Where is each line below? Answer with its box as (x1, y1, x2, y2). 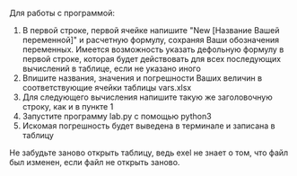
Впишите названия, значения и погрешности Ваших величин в (22, 73, 263, 84)
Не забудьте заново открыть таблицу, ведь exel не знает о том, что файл (9, 147, 289, 158)
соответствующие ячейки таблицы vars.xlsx (22, 83, 192, 92)
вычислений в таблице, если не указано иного (22, 63, 202, 74)
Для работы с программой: (9, 8, 115, 18)
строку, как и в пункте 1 (22, 101, 114, 111)
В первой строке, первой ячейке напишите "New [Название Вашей (22, 25, 280, 35)
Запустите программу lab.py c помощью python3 (22, 111, 213, 121)
